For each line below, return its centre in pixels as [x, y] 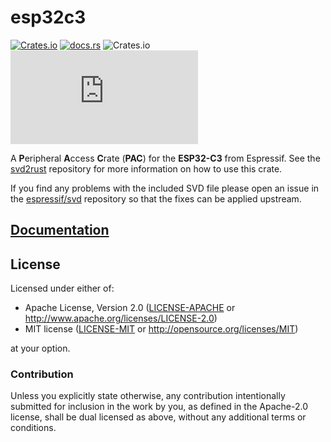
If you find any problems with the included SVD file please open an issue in [165, 188]
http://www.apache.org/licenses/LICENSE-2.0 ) [121, 318]
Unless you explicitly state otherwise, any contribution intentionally [148, 396]
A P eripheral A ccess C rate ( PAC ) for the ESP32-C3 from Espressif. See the [165, 158]
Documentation [60, 230]
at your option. [40, 348]
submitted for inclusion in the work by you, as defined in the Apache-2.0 [159, 407]
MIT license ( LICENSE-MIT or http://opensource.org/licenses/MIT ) [161, 329]
